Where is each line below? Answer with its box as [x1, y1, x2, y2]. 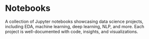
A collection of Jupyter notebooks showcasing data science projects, [5, 19, 144, 24]
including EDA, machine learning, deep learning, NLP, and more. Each [5, 23, 145, 29]
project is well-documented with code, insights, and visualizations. [5, 29, 138, 34]
